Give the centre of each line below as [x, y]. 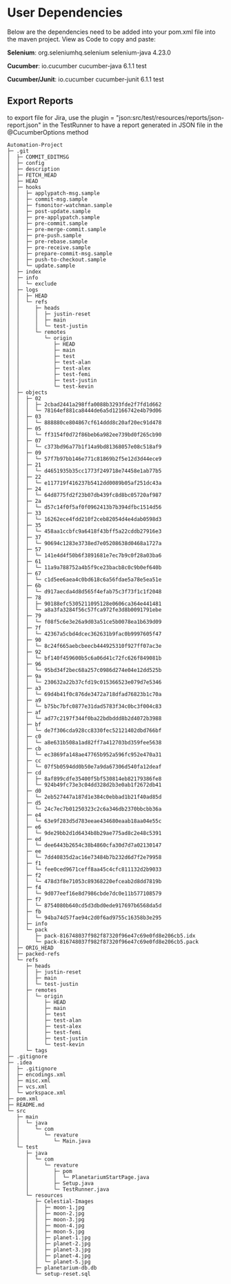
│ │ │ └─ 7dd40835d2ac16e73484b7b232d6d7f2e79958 [84, 857]
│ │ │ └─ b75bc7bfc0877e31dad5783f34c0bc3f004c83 [84, 706]
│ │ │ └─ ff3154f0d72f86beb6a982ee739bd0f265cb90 [84, 435]
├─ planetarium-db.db [66, 1267]
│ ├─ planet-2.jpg [63, 1243]
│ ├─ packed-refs [33, 954]
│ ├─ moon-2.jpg [60, 1213]
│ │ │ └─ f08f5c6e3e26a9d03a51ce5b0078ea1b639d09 [84, 622]
